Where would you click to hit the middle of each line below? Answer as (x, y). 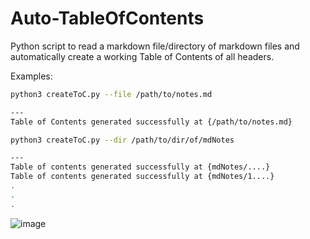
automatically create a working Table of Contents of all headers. (142, 56)
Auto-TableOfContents (107, 18)
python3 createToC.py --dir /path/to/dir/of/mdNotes (122, 140)
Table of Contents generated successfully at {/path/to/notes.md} (151, 122)
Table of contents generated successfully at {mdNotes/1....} (142, 177)
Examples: (31, 76)
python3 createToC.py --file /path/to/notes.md (111, 94)
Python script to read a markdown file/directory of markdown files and (155, 46)
